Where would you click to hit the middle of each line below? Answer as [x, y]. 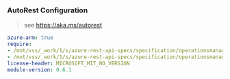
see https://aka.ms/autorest [63, 25]
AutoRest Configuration [48, 10]
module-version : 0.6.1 [39, 70]
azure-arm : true [30, 38]
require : [20, 44]
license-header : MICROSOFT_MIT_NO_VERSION [68, 63]
